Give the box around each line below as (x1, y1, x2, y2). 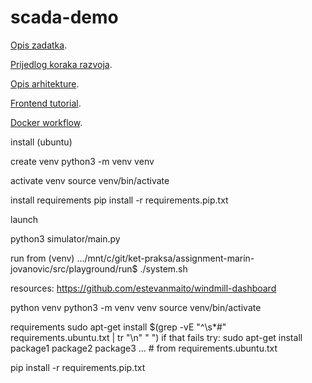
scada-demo (10, 6, 119, 29)
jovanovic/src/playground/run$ (10, 262, 138, 275)
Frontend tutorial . (10, 97, 82, 109)
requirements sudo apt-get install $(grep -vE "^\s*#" (10, 321, 227, 333)
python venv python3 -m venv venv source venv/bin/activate (10, 301, 262, 313)
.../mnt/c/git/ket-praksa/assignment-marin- (76, 252, 255, 264)
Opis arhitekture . (10, 77, 80, 90)
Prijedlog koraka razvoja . (10, 58, 113, 70)
